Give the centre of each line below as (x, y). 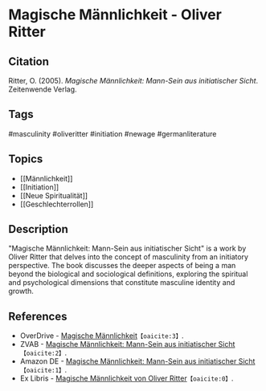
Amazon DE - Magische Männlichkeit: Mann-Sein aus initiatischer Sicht (137, 361)
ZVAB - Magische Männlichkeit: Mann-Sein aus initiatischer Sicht (127, 344)
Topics (26, 159)
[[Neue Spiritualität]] (54, 195)
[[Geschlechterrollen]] (57, 204)
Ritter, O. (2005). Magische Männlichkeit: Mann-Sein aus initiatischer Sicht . (133, 81)
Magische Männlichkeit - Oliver (115, 15)
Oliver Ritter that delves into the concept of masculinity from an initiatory (129, 257)
